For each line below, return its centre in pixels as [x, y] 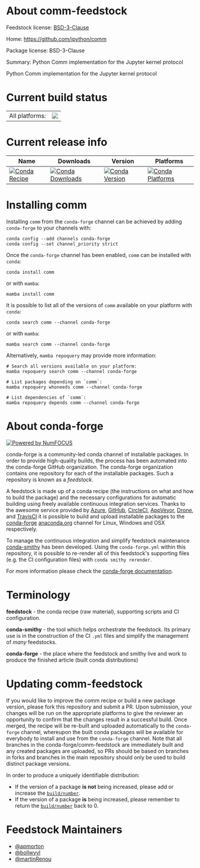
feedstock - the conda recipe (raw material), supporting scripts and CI [93, 612]
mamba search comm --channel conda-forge [58, 344]
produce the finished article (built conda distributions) [72, 660]
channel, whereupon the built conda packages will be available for [102, 732]
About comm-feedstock [67, 11]
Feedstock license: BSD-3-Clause [48, 27]
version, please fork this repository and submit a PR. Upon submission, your [99, 707]
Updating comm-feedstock [74, 684]
